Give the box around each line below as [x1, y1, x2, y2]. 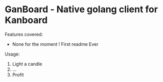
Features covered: [5, 31, 43, 37]
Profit [12, 71, 24, 77]
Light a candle [12, 61, 42, 67]
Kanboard [5, 14, 48, 26]
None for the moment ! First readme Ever [12, 41, 99, 47]
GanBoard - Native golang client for [5, 4, 158, 15]
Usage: [5, 51, 20, 57]
